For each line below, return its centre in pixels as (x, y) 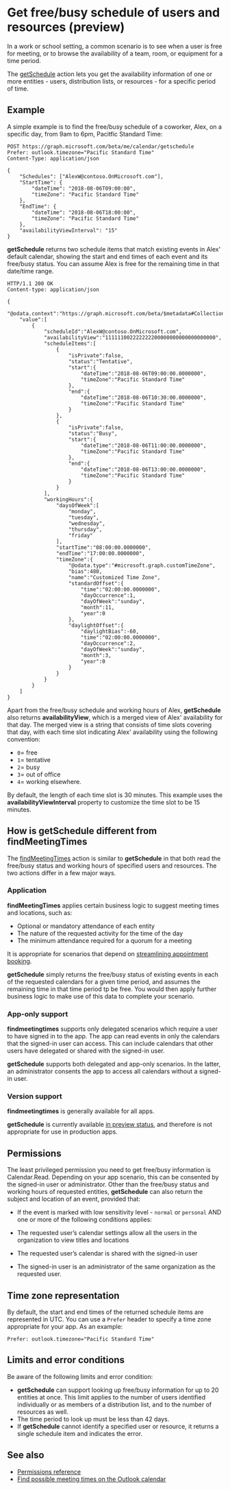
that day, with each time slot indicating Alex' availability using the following (112, 732)
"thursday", (85, 529)
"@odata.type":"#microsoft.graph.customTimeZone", (142, 565)
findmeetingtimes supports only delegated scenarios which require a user (113, 1029)
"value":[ (34, 319)
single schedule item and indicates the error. (79, 1433)
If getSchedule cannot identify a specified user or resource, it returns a (118, 1426)
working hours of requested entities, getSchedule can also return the (105, 1192)
